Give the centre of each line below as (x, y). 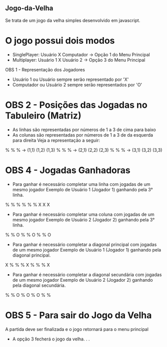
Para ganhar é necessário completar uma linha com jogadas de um (81, 184)
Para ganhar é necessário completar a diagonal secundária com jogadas (87, 274)
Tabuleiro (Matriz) (43, 115)
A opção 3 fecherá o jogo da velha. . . (51, 339)
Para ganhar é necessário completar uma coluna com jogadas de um (83, 214)
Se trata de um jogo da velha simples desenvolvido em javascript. (73, 20)
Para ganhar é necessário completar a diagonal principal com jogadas (84, 244)
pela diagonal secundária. (39, 285)
